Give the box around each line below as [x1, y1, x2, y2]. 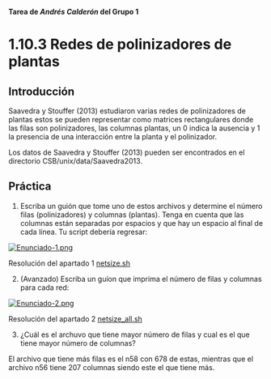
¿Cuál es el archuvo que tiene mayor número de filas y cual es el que [19, 330, 251, 339]
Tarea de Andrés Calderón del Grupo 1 [8, 7, 139, 16]
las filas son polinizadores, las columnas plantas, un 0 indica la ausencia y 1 [8, 123, 260, 133]
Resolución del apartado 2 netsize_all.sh [8, 313, 143, 323]
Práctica [8, 180, 52, 194]
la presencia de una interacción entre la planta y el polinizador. [8, 132, 217, 141]
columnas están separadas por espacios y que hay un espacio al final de [19, 218, 264, 228]
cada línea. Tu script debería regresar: [19, 227, 148, 236]
